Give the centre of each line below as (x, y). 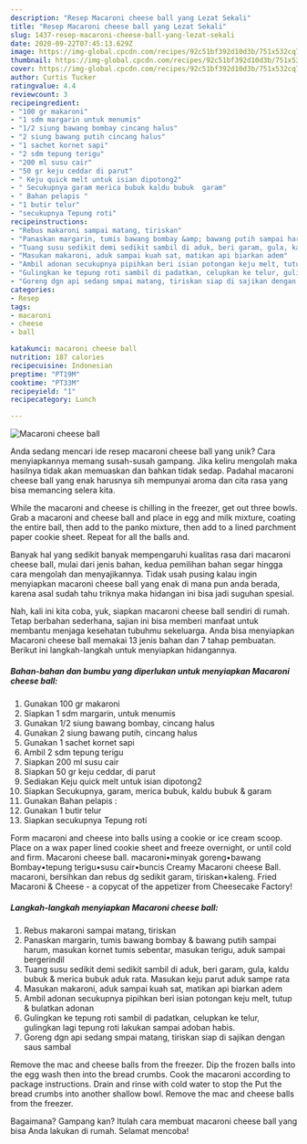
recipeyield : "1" (43, 391)
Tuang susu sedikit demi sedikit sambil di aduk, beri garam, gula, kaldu (156, 969)
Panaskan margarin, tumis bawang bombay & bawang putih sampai (150, 940)
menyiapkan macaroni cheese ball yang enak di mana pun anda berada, (145, 584)
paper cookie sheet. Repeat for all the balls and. (100, 537)
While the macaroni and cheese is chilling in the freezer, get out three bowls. (154, 508)
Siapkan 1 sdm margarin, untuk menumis (99, 714)
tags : (20, 307)
